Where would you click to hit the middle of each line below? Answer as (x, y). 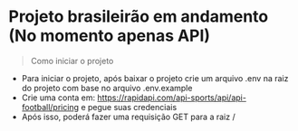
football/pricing (50, 107)
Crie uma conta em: (58, 98)
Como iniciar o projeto (72, 61)
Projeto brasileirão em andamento (139, 17)
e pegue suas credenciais (129, 107)
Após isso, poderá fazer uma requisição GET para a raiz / (129, 117)
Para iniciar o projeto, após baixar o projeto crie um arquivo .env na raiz (155, 78)
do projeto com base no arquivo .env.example (107, 88)
